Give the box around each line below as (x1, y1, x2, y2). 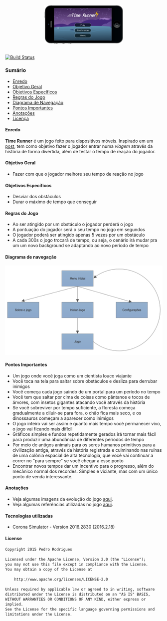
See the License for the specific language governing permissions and (5, 607, 155, 612)
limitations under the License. (5, 612, 72, 617)
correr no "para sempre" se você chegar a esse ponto (12, 457, 124, 464)
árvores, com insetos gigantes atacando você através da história (12, 399, 146, 405)
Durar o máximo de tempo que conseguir (12, 199, 97, 205)
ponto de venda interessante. (12, 473, 73, 479)
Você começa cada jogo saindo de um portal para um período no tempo (12, 388, 161, 394)
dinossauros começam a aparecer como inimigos (12, 415, 114, 421)
